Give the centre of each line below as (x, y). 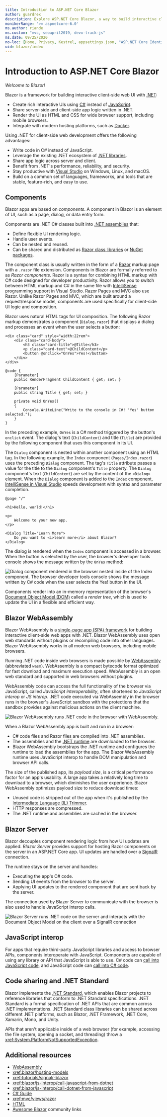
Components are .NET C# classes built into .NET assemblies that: (72, 224)
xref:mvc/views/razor (34, 1099)
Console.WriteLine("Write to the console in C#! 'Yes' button (89, 410)
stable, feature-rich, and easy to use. (50, 181)
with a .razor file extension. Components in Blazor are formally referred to (81, 270)
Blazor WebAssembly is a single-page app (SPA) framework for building (79, 630)
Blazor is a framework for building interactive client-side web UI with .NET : (81, 94)
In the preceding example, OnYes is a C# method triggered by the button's (80, 432)
